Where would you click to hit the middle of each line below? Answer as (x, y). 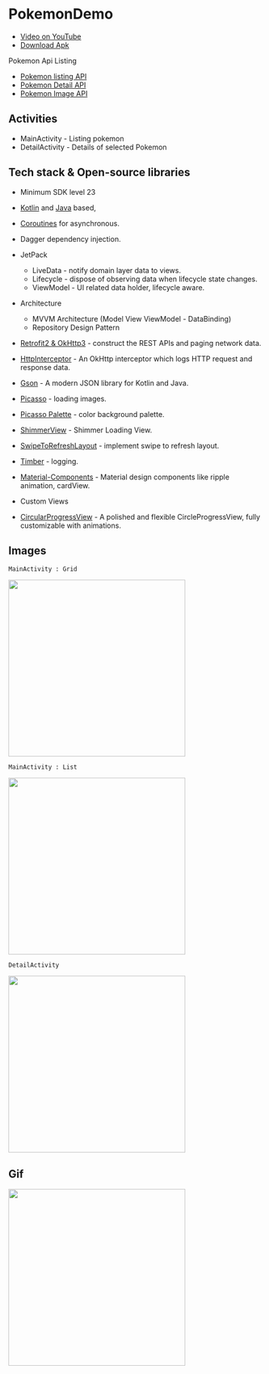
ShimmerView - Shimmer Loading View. (86, 430)
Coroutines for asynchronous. (69, 223)
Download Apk (44, 44)
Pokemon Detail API (53, 85)
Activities (33, 119)
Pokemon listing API (53, 76)
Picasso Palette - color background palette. (92, 414)
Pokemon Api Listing (42, 61)
